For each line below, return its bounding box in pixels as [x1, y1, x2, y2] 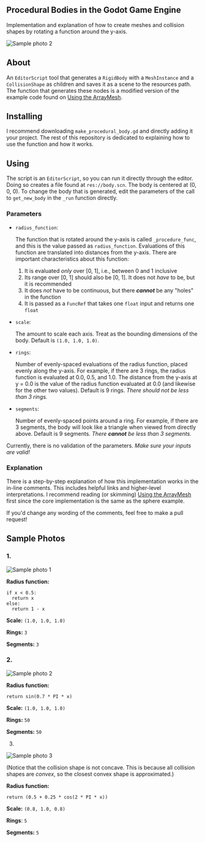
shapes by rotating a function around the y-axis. [6, 28, 127, 35]
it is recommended [24, 280, 72, 288]
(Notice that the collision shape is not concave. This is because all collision [6, 763, 195, 771]
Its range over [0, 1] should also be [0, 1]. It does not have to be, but [24, 273, 195, 281]
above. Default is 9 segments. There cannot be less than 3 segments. [15, 430, 192, 437]
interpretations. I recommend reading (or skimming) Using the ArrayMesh [6, 490, 192, 498]
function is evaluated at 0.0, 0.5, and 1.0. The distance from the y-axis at [15, 373, 198, 380]
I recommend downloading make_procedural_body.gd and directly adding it [6, 127, 193, 135]
